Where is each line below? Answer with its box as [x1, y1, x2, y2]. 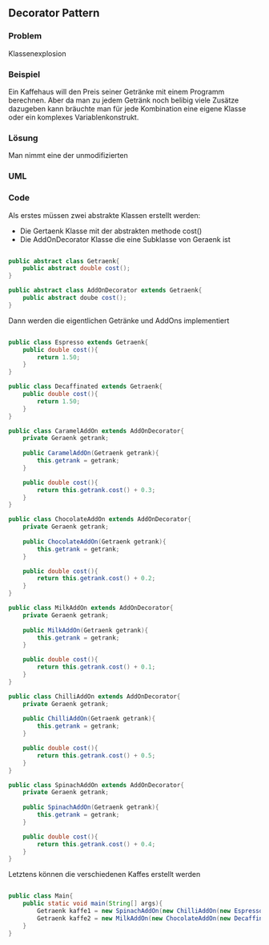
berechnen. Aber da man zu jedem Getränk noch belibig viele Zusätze [8, 95, 239, 105]
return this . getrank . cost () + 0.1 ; [37, 663, 156, 672]
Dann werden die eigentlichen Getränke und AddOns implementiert [8, 316, 230, 325]
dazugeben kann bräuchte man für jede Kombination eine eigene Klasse [8, 103, 247, 113]
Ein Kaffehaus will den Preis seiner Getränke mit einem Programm [8, 87, 225, 96]
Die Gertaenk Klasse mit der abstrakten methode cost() [19, 226, 203, 236]
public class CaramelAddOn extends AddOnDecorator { [8, 426, 184, 435]
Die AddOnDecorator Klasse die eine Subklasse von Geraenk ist [19, 234, 231, 244]
